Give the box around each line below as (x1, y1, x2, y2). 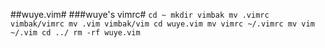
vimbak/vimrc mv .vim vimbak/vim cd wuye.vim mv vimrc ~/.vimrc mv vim (10, 19, 315, 29)
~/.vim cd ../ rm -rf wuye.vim (10, 28, 141, 38)
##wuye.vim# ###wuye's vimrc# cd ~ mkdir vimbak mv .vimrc (10, 9, 270, 20)
